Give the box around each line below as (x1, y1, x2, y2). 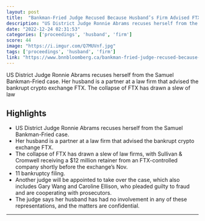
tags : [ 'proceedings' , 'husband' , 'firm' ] (6, 49, 116, 55)
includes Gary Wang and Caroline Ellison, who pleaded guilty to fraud (15, 183, 190, 190)
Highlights (6, 108, 47, 119)
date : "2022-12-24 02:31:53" (6, 26, 81, 32)
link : (6, 54, 20, 60)
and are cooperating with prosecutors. (15, 189, 112, 197)
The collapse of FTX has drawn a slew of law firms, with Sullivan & (15, 150, 183, 158)
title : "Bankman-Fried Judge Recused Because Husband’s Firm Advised (6, 15, 190, 21)
